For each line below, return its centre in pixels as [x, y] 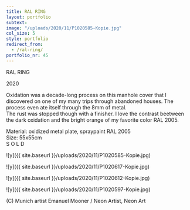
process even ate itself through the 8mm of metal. [67, 107]
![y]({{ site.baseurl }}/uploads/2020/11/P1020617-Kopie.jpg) [78, 166]
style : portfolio [27, 39]
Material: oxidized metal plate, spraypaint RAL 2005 [68, 131]
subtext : [17, 22]
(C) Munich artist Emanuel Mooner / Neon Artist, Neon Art [76, 201]
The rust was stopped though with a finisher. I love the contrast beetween [95, 114]
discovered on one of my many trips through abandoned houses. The [90, 101]
